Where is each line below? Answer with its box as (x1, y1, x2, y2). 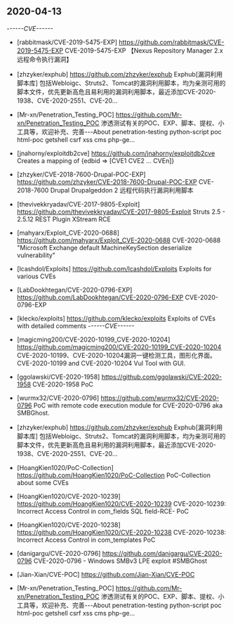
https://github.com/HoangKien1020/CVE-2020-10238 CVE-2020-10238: (16, 528, 226, 536)
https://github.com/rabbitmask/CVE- (118, 38, 225, 46)
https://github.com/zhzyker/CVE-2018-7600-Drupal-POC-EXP (16, 177, 197, 186)
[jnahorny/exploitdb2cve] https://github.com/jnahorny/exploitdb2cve (16, 149, 215, 157)
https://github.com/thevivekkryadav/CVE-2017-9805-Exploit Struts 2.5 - (16, 207, 226, 216)
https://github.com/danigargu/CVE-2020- (102, 549, 222, 557)
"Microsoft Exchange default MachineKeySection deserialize (16, 243, 192, 252)
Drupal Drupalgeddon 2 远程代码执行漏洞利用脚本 (50, 186, 194, 194)
